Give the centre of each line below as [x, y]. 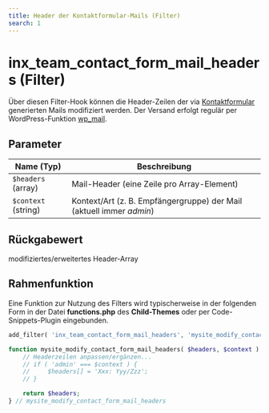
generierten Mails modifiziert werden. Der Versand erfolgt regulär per [123, 110]
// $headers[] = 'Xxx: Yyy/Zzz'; [86, 372]
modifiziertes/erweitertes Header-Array [73, 259]
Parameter [35, 144]
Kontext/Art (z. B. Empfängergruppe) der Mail [157, 201]
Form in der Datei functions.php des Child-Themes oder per [109, 311]
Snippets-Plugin [35, 320]
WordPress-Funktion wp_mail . [58, 119]
